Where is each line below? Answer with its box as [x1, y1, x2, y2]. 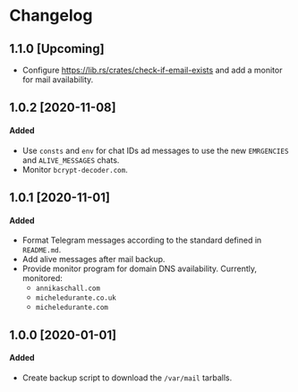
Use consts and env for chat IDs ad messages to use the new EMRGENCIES [21, 145, 289, 156]
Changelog [9, 5, 93, 26]
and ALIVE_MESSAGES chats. [21, 154, 120, 166]
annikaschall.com [35, 284, 101, 294]
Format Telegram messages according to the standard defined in [21, 234, 262, 246]
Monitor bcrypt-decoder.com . [21, 164, 128, 175]
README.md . [21, 244, 62, 255]
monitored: [21, 273, 63, 284]
